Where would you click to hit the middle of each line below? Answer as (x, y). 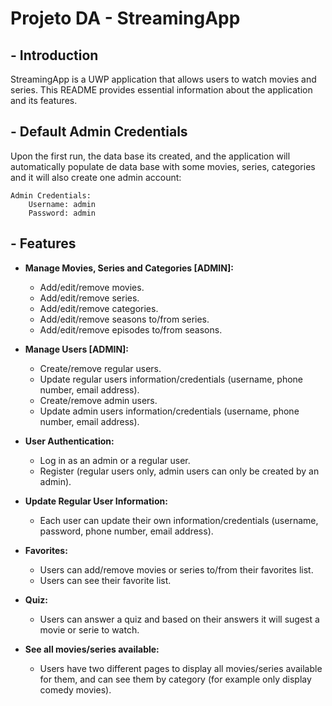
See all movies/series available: (92, 649)
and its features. (44, 100)
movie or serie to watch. (89, 629)
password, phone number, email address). (126, 531)
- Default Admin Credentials (99, 132)
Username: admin (62, 204)
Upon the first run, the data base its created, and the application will (150, 156)
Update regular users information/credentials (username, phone (171, 379)
